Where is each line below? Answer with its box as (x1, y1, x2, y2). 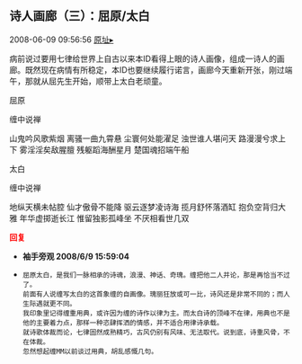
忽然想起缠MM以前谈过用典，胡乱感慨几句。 (22, 347, 159, 356)
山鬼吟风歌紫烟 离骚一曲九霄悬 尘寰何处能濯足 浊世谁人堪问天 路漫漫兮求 (9, 133, 279, 144)
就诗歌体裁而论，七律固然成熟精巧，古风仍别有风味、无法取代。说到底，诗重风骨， (22, 327, 284, 337)
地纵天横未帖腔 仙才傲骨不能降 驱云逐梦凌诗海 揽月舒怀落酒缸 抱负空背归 (9, 201, 279, 212)
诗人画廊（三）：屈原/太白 (9, 8, 150, 24)
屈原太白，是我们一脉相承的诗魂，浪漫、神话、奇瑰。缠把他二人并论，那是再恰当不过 (22, 271, 290, 280)
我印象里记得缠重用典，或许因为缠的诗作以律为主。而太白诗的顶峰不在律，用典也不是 (22, 308, 290, 317)
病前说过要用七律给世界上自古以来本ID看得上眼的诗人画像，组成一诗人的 (9, 53, 277, 64)
